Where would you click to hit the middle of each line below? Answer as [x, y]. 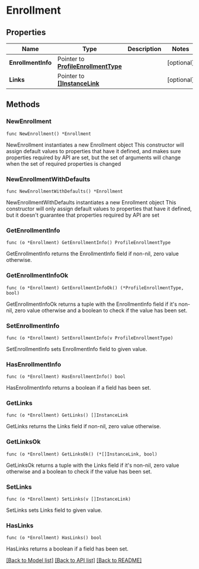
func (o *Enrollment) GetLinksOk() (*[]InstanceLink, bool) [82, 454]
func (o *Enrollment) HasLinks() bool [54, 538]
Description [145, 49]
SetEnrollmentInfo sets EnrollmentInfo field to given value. [77, 349]
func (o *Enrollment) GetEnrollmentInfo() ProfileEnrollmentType [88, 243]
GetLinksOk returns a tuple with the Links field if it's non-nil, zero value [93, 465]
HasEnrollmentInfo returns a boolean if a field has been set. [78, 388]
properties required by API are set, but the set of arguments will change [94, 157]
